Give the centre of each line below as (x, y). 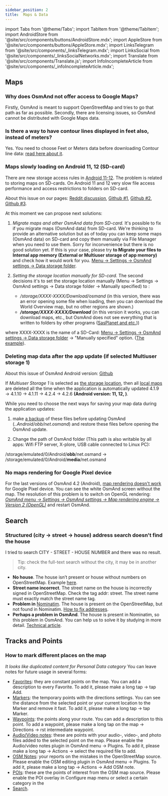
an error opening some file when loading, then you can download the (91, 301)
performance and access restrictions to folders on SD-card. (67, 188)
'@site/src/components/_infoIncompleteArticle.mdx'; (60, 66)
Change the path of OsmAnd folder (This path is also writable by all (82, 439)
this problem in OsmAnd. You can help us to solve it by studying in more (87, 620)
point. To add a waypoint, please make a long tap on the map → (78, 724)
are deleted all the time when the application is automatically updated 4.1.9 (82, 388)
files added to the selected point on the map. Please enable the (78, 740)
